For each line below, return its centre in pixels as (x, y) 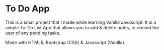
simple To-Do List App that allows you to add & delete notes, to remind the (82, 27)
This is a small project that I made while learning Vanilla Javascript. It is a (81, 22)
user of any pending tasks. (33, 33)
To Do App (27, 9)
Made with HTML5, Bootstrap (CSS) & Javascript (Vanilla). (65, 42)
